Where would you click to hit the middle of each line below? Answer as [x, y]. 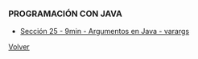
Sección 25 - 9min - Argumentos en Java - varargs [105, 32]
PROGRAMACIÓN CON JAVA [65, 14]
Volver [19, 47]
